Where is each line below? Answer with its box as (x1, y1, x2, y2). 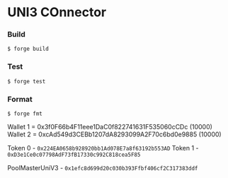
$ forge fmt (7, 110, 42, 117)
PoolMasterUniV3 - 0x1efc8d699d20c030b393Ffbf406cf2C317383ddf (7, 164, 198, 172)
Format (7, 94, 33, 104)
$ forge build (7, 45, 50, 53)
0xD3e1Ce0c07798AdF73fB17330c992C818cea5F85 (7, 151, 141, 159)
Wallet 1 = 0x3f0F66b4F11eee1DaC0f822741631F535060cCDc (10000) (7, 123, 212, 131)
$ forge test (7, 78, 46, 85)
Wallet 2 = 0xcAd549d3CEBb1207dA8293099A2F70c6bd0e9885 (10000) (7, 130, 222, 138)
